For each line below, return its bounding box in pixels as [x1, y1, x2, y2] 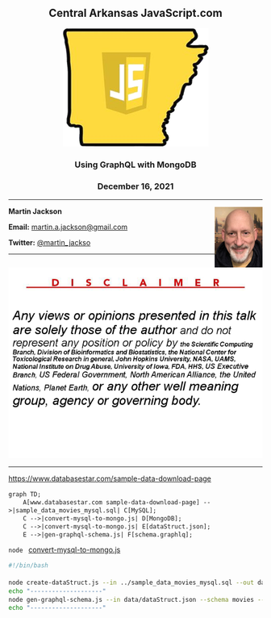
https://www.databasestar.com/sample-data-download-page [8, 474, 212, 483]
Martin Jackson [8, 207, 62, 216]
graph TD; [8, 491, 42, 499]
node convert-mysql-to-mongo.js [8, 545, 121, 555]
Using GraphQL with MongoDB [74, 159, 197, 170]
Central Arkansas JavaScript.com [48, 6, 223, 20]
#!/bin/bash [8, 562, 48, 570]
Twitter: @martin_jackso [8, 238, 91, 248]
